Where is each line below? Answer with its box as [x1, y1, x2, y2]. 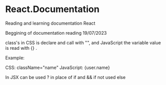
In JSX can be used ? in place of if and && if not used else [5, 74, 126, 80]
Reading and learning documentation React [5, 20, 96, 26]
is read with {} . [5, 45, 37, 51]
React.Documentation [5, 4, 100, 15]
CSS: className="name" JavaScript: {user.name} [5, 64, 110, 70]
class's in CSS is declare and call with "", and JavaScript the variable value [5, 39, 161, 46]
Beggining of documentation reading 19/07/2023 [5, 30, 107, 36]
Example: [5, 54, 25, 61]
